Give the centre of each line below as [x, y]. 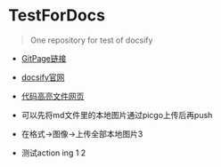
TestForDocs [57, 16]
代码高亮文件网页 [53, 96]
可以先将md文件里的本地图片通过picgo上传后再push [117, 115]
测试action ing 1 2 [53, 153]
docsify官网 [43, 77]
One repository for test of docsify [91, 40]
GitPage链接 [44, 58]
